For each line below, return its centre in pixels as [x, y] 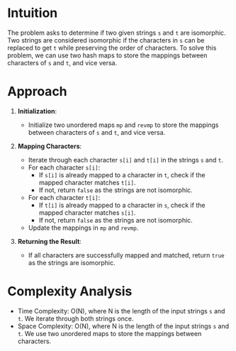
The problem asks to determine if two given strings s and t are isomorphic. [117, 33]
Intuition [33, 13]
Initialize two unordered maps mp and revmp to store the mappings [123, 125]
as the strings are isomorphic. [72, 262]
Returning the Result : [49, 241]
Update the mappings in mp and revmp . [83, 228]
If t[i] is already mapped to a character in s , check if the [122, 205]
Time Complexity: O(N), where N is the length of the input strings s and [121, 311]
